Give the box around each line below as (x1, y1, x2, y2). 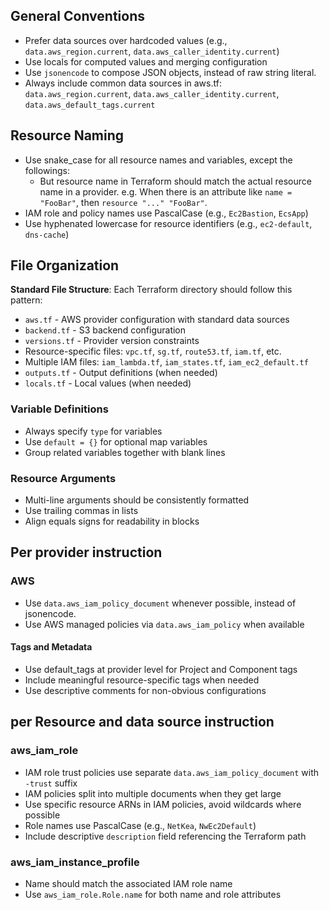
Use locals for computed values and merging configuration (24, 55, 268, 68)
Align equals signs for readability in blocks (24, 515, 200, 528)
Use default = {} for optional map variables (24, 435, 208, 448)
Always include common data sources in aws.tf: (24, 77, 222, 89)
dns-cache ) (24, 228, 70, 240)
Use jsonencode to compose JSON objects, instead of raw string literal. (24, 66, 317, 78)
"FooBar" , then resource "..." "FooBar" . (39, 196, 208, 208)
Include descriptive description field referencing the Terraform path (24, 830, 307, 842)
